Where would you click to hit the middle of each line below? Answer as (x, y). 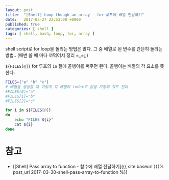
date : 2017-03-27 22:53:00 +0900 (43, 19)
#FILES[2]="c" (20, 101)
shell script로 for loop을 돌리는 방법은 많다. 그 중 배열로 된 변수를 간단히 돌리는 (84, 49)
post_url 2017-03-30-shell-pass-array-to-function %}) (70, 172)
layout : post (19, 10)
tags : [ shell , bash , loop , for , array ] (50, 34)
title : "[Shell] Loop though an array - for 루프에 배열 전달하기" (75, 15)
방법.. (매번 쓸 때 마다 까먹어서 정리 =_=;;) (47, 55)
